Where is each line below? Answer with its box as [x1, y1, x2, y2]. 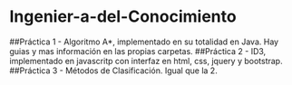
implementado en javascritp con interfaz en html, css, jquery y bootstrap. [9, 55, 283, 66]
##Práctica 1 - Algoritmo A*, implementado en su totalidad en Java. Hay [9, 36, 279, 47]
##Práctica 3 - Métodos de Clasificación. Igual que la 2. [9, 65, 218, 76]
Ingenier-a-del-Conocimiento [9, 6, 238, 27]
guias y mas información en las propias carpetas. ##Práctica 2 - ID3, [9, 45, 267, 56]
